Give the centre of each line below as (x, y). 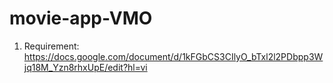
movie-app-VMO (81, 18)
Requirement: (51, 46)
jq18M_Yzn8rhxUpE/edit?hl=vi (85, 67)
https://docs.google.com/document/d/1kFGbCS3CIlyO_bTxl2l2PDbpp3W (173, 56)
